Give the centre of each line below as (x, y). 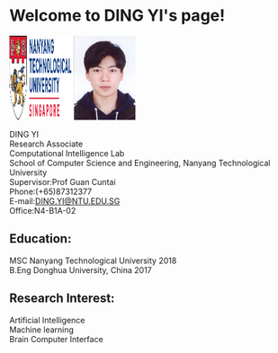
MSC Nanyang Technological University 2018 (93, 260)
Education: (40, 239)
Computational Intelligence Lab (67, 153)
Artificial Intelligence (47, 320)
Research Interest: (62, 299)
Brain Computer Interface (56, 339)
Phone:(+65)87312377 (51, 191)
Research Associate (46, 144)
